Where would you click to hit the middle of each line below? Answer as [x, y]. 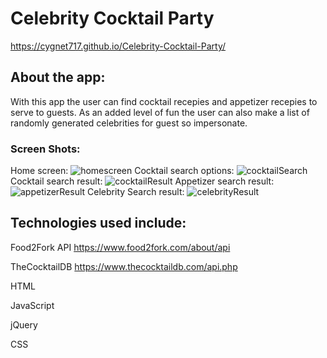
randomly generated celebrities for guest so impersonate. [129, 123]
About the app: [58, 77]
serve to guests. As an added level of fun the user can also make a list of [160, 112]
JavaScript [32, 305]
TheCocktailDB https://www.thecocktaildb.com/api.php [124, 266]
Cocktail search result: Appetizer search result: [142, 181]
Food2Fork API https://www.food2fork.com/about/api [120, 247]
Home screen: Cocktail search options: [122, 171]
